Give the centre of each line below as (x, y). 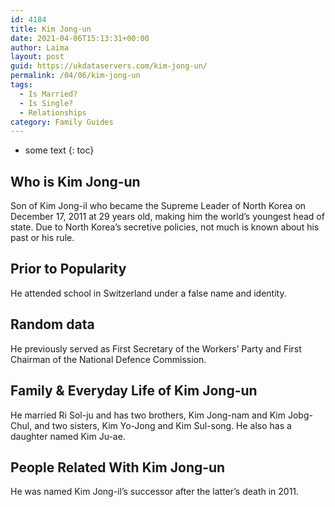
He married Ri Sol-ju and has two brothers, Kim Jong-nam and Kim (148, 415)
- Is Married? (48, 94)
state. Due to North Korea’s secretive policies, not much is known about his (165, 227)
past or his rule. (42, 238)
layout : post (37, 57)
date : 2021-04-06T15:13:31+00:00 (80, 38)
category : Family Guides (62, 122)
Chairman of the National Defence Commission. (108, 359)
